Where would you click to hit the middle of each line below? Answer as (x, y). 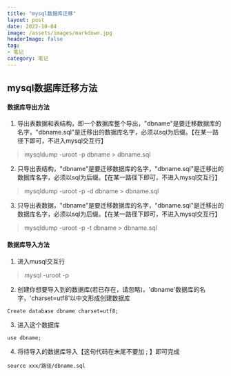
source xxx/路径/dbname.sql (47, 366)
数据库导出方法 (28, 107)
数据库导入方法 (28, 244)
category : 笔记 (28, 59)
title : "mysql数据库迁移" (42, 13)
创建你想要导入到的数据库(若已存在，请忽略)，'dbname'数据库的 (108, 289)
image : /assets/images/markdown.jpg (60, 33)
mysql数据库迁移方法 (52, 88)
